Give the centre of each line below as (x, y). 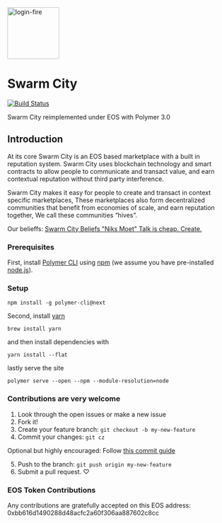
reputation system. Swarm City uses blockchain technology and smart (110, 164)
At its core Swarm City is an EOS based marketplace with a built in (104, 156)
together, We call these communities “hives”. (72, 215)
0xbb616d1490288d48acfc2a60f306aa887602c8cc (83, 512)
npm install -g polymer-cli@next (57, 303)
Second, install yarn (36, 316)
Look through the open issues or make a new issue (92, 414)
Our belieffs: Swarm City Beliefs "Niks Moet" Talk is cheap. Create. (105, 228)
